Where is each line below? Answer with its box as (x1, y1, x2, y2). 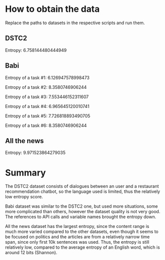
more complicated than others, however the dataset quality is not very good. (5, 209, 161, 215)
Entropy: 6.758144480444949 (5, 47, 67, 53)
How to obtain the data (5, 3, 100, 15)
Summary (5, 167, 46, 178)
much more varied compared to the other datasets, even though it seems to (5, 228, 159, 235)
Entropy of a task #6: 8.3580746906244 (5, 122, 87, 128)
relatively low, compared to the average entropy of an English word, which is (5, 244, 160, 250)
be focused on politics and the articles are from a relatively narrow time (5, 234, 150, 240)
